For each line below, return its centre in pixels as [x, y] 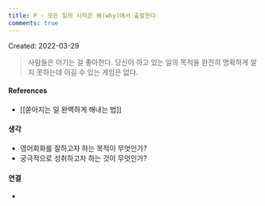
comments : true [33, 23]
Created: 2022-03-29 [44, 45]
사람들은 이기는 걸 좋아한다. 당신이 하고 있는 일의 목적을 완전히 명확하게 [138, 62]
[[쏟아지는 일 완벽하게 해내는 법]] [70, 109]
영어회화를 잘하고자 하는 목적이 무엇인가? [83, 148]
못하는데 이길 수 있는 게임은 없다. [87, 72]
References [28, 91]
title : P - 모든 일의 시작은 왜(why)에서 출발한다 [82, 16]
